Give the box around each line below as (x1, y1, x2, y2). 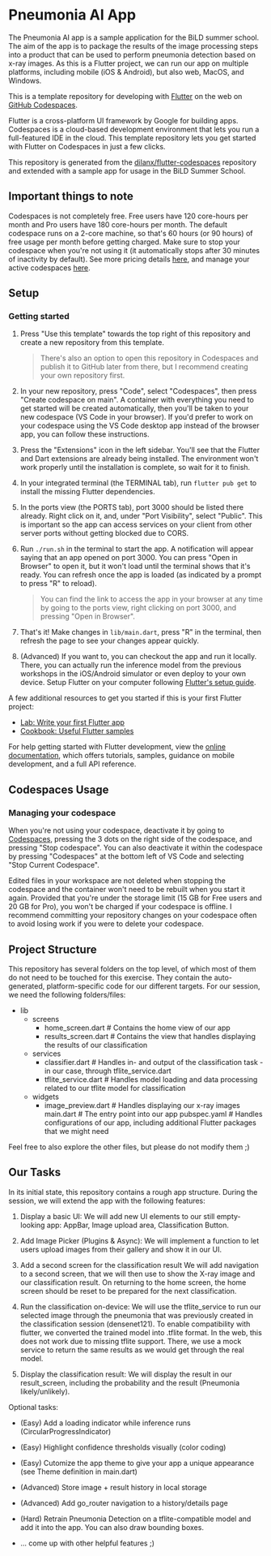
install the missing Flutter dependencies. (19, 487, 155, 497)
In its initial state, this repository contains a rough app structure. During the (8, 1187, 258, 1196)
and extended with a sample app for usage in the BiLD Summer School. (8, 166, 246, 175)
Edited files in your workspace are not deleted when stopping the (8, 876, 227, 886)
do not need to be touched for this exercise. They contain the (8, 972, 213, 982)
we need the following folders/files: (8, 989, 126, 999)
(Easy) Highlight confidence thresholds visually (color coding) (19, 1442, 227, 1452)
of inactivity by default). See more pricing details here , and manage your (8, 254, 250, 264)
